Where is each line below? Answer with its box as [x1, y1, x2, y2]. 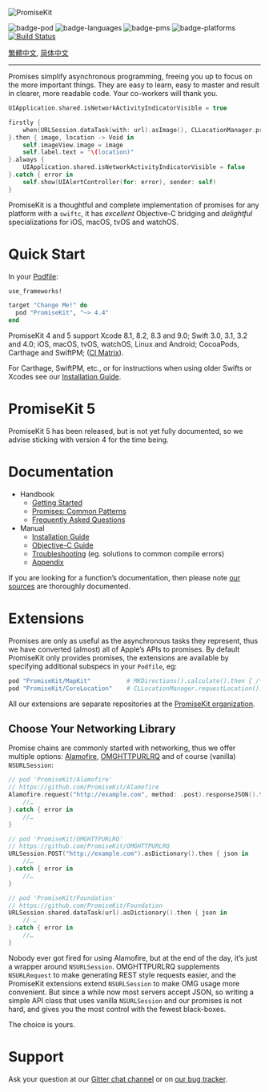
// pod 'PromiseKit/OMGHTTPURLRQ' [8, 835, 124, 843]
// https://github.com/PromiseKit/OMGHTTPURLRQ [8, 842, 171, 850]
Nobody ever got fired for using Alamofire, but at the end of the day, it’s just [8, 953, 258, 962]
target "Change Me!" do [8, 301, 88, 310]
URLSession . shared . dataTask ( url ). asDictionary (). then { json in [8, 909, 227, 917]
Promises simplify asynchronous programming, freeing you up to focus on [8, 72, 254, 81]
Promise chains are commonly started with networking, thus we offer [8, 743, 236, 753]
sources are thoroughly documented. [8, 581, 130, 591]
